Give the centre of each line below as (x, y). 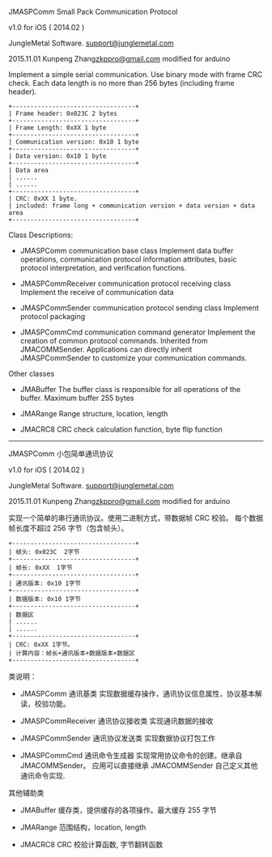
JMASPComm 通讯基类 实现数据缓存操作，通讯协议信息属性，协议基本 (138, 693)
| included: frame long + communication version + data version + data (132, 206)
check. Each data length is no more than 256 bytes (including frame (121, 83)
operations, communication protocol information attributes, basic (128, 259)
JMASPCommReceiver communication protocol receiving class (125, 284)
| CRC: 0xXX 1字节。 (41, 645)
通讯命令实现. (42, 776)
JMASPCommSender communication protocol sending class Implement (139, 308)
